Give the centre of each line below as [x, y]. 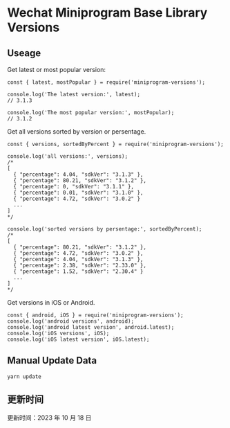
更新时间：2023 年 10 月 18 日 [49, 418]
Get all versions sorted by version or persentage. [77, 132]
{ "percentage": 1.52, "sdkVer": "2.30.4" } [78, 271]
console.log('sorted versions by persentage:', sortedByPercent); [105, 229]
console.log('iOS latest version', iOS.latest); [78, 339]
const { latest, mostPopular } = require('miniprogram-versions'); [106, 82]
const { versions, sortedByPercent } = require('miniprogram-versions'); [116, 144]
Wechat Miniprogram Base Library [107, 13]
